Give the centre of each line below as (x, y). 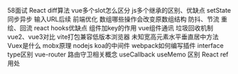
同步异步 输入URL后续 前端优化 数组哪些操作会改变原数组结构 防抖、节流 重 (118, 19)
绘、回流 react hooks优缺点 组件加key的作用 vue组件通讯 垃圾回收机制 (110, 28)
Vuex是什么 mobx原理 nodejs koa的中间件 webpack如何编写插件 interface (115, 45)
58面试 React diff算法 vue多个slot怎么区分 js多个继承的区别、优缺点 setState (119, 10)
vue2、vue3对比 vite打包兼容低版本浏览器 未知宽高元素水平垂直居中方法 (113, 37)
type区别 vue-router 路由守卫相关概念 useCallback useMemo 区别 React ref (118, 54)
